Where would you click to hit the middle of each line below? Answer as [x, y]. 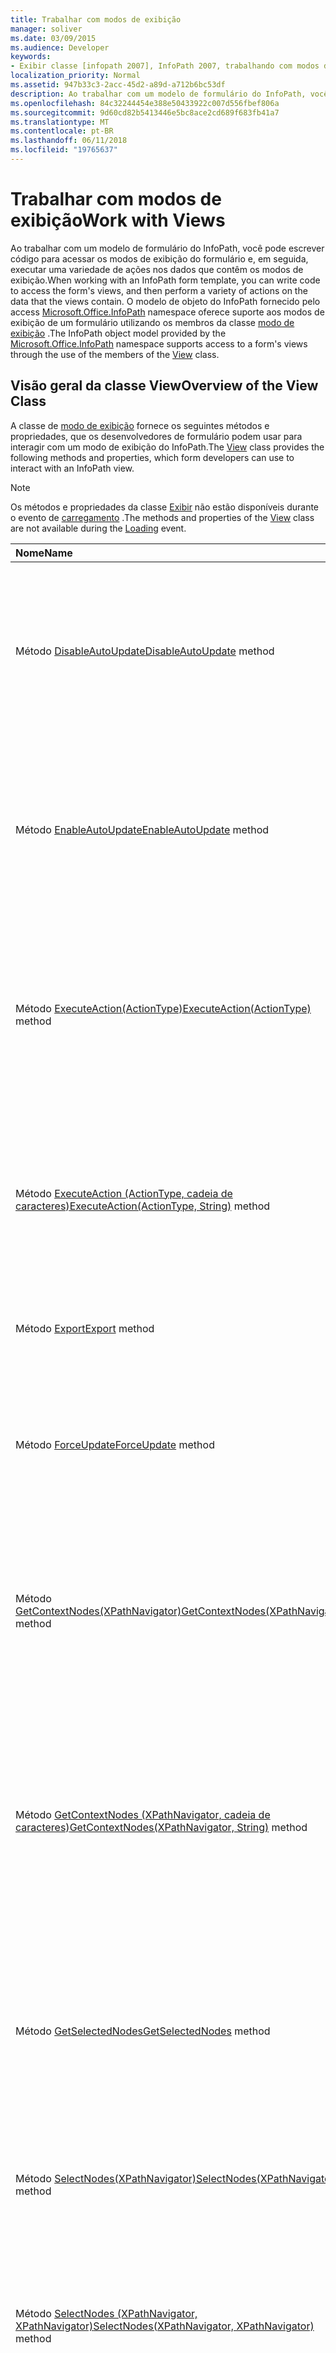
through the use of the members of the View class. [115, 354]
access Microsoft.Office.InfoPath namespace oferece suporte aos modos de [167, 312]
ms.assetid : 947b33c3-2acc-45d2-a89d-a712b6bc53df [118, 85]
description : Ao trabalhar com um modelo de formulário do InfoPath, [158, 94]
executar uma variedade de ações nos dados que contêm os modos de [157, 269]
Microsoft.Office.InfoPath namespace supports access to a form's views [159, 343]
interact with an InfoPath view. [72, 468]
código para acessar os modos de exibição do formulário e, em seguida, [159, 258]
